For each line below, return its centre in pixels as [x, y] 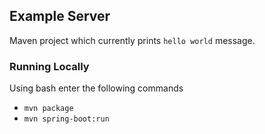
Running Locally [49, 66]
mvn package [48, 109]
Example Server [60, 16]
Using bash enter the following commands [96, 88]
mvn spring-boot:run [66, 119]
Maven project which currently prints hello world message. [132, 40]
